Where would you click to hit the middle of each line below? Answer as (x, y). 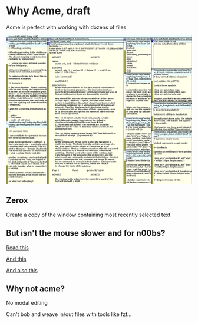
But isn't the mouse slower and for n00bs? (86, 233)
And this (16, 259)
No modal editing (27, 303)
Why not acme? (35, 289)
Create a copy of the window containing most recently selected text (88, 215)
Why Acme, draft (48, 11)
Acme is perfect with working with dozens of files (66, 27)
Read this (18, 247)
